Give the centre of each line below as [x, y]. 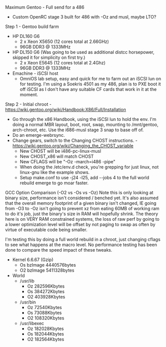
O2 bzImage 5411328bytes [47, 270]
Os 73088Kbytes [44, 313]
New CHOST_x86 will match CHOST [57, 156]
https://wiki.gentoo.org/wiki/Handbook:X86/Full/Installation [66, 110]
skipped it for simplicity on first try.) [49, 57]
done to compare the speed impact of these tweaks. [59, 250]
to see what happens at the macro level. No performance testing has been [81, 245]
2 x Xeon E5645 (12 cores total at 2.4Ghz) [63, 63]
